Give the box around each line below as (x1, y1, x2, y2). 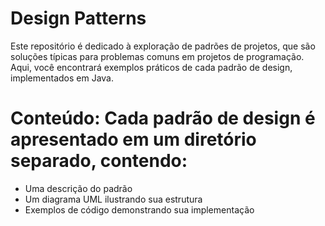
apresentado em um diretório (10, 128, 257, 151)
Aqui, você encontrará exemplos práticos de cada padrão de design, (10, 61, 293, 73)
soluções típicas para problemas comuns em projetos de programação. (10, 50, 305, 62)
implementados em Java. (10, 72, 114, 84)
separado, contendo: (10, 150, 188, 172)
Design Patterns (10, 7, 147, 30)
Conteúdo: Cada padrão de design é (10, 107, 316, 130)
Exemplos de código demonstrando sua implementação (24, 203, 255, 216)
